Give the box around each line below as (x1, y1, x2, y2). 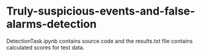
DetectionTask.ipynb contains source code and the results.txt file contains (6, 37, 193, 44)
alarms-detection (6, 17, 97, 31)
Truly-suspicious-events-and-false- (6, 4, 196, 18)
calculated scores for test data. (6, 44, 85, 51)
